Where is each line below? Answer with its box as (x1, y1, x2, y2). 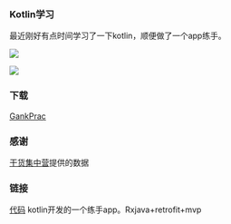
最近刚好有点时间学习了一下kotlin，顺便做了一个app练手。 (9, 30, 226, 42)
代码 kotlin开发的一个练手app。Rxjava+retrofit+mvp (9, 204, 202, 215)
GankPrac (9, 111, 47, 122)
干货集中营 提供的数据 (9, 157, 89, 168)
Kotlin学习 (9, 7, 54, 20)
